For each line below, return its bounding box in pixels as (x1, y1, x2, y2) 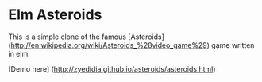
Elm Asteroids (8, 6, 102, 24)
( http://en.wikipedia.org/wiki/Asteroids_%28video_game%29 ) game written (8, 40, 255, 49)
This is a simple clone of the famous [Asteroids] (8, 32, 165, 41)
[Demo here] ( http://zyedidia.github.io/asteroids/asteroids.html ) (8, 64, 216, 73)
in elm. (8, 49, 30, 58)
